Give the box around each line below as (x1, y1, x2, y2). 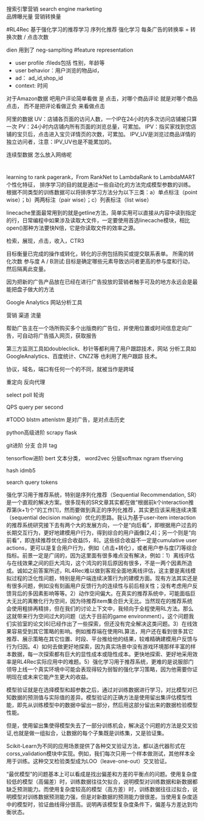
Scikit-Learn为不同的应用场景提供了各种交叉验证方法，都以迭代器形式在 (6, 743, 186, 750)
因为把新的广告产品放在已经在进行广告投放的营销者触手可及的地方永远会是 (6, 278, 192, 285)
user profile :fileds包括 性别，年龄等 (15, 60, 105, 66)
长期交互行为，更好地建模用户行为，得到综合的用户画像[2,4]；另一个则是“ (6, 529, 191, 536)
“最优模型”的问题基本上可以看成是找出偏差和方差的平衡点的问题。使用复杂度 (6, 771, 197, 778)
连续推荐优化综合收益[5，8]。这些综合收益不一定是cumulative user (30, 537, 197, 544)
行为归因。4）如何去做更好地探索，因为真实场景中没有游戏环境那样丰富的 (6, 643, 191, 650)
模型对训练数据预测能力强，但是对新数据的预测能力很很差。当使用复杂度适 (11, 793, 198, 800)
